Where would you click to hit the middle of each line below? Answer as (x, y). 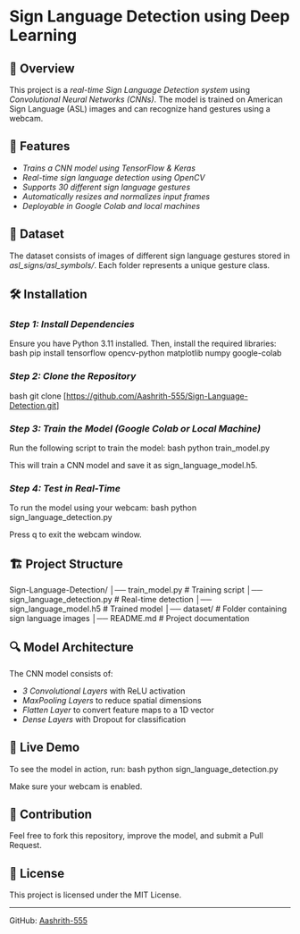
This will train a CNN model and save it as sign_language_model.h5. (133, 465)
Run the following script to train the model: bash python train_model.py (140, 448)
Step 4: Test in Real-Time (65, 488)
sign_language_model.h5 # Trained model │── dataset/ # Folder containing (148, 609)
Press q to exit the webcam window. (75, 534)
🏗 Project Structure (66, 564)
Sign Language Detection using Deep (150, 17)
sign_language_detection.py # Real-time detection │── (111, 600)
